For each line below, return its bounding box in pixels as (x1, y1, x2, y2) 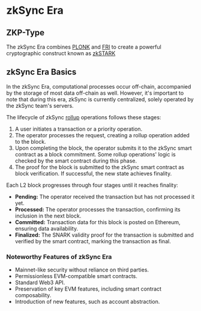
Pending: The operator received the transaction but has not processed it (14, 193, 195, 200)
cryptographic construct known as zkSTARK (6, 50, 116, 57)
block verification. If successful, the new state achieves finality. (14, 170, 172, 177)
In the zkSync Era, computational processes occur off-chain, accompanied (6, 83, 191, 90)
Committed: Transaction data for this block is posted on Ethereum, (14, 218, 181, 225)
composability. (14, 292, 52, 299)
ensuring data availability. (14, 225, 79, 232)
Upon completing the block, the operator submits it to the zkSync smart (14, 144, 192, 152)
